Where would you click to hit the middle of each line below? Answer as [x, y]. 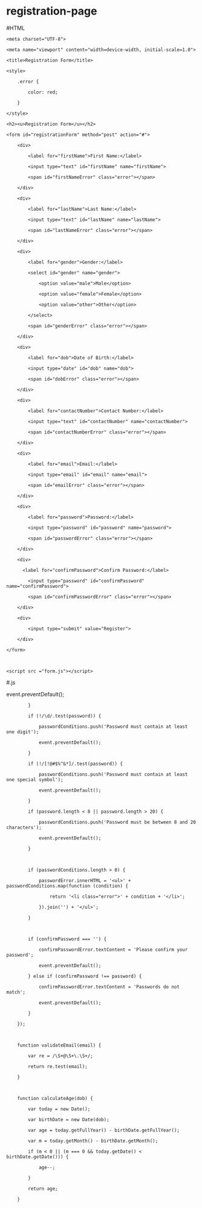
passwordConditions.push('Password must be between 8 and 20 [117, 822]
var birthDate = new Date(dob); [69, 1119]
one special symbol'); [35, 779]
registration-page [52, 11]
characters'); [24, 827]
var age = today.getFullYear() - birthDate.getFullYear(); [104, 1130]
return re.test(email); [58, 1067]
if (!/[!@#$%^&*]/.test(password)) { [75, 764]
